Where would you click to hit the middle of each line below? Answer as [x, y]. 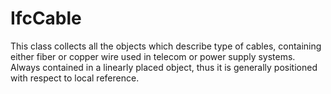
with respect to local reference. [75, 78]
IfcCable [46, 18]
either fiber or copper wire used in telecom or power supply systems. [153, 56]
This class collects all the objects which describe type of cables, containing [166, 46]
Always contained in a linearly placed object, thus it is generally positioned [164, 67]
